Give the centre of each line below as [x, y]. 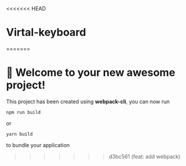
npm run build [24, 112]
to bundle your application [38, 145]
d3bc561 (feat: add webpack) [145, 157]
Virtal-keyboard [46, 32]
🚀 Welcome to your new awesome [91, 73]
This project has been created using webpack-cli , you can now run [88, 101]
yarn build [19, 134]
